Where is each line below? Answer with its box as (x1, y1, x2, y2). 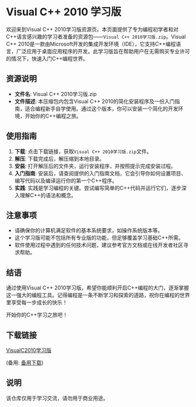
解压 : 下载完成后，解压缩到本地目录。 (14, 155, 105, 162)
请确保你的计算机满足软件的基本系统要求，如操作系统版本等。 (14, 227, 163, 234)
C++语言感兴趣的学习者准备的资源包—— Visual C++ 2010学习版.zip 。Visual (6, 33, 186, 40)
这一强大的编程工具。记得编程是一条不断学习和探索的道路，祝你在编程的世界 (6, 292, 190, 299)
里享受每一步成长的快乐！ (6, 299, 68, 306)
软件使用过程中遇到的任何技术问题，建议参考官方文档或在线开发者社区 (14, 242, 184, 249)
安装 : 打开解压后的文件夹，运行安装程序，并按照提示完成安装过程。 (14, 162, 176, 170)
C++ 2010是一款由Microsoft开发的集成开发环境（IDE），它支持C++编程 (6, 40, 176, 47)
